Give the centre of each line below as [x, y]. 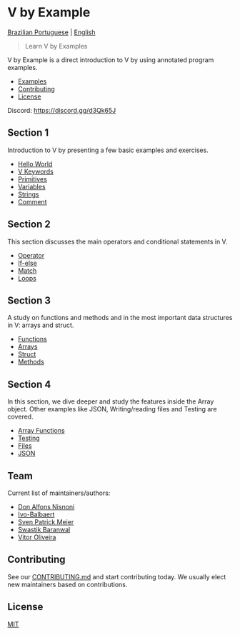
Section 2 [29, 225]
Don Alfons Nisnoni [46, 507]
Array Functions [41, 431]
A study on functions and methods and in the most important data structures [120, 318]
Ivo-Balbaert [36, 514]
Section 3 [29, 300]
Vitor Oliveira [37, 537]
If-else [27, 263]
